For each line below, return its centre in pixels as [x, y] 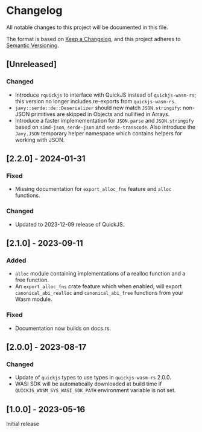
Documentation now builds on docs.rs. [63, 328]
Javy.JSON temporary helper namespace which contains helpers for [98, 133]
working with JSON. [40, 140]
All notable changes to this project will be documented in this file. [87, 27]
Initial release [23, 424]
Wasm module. [33, 299]
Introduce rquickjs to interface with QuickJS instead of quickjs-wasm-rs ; [106, 95]
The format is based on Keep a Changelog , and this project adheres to [93, 39]
